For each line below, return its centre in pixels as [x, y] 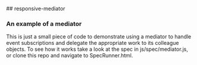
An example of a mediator [44, 24]
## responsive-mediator [36, 9]
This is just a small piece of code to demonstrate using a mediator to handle [99, 37]
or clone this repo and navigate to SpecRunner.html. [70, 56]
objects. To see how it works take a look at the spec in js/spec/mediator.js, [97, 49]
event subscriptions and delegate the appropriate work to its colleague [93, 43]
